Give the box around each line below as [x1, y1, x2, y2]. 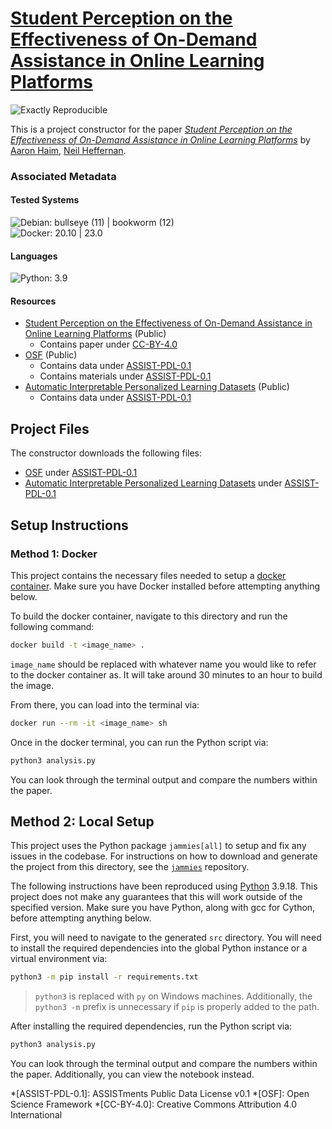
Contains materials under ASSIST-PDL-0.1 [39, 370, 212, 382]
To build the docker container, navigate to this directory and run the [10, 610, 288, 622]
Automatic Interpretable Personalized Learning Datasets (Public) [24, 381, 290, 393]
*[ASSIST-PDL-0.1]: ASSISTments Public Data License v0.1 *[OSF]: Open [10, 1088, 310, 1100]
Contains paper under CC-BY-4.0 [39, 338, 178, 351]
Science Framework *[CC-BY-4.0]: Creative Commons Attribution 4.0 [10, 1098, 298, 1111]
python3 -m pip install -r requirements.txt [10, 972, 199, 982]
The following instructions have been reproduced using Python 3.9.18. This [10, 880, 318, 892]
